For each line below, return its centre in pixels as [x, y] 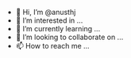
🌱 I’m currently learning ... [58, 29]
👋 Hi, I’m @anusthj [46, 12]
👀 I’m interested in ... [49, 20]
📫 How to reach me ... [52, 46]
